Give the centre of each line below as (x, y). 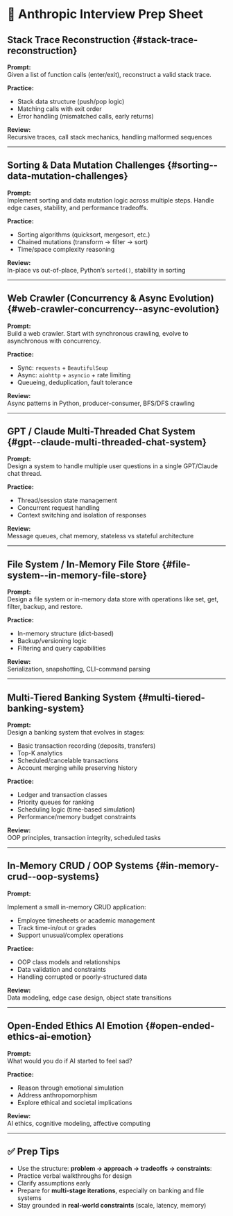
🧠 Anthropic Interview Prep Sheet (105, 14)
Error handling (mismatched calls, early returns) (85, 116)
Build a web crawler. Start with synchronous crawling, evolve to (98, 333)
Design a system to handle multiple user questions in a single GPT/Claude (113, 466)
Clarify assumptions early (54, 1183)
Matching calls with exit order (59, 109)
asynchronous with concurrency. (54, 341)
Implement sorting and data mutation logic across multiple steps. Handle (111, 200)
